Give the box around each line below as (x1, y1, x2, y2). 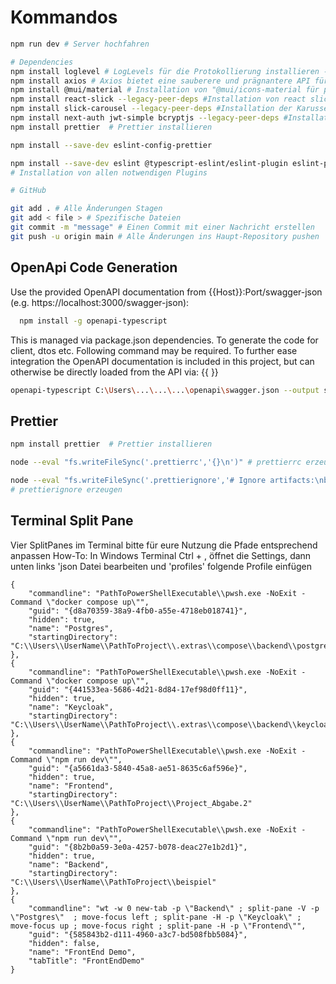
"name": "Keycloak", (28, 702, 114, 712)
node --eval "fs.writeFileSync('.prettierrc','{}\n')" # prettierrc (10, 457, 302, 468)
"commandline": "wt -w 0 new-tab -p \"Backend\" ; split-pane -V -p (28, 903, 320, 913)
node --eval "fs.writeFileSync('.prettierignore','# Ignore (10, 475, 267, 485)
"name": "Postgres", (28, 623, 114, 633)
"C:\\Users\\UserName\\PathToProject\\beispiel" (10, 877, 217, 887)
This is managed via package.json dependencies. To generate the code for (10, 334, 319, 346)
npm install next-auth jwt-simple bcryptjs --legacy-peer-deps (10, 113, 280, 123)
